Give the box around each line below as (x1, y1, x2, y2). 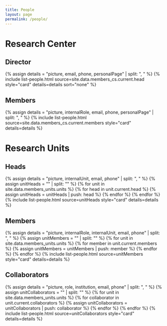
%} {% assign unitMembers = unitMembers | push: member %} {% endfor (5, 246, 158, 252)
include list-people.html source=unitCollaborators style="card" (5, 310, 135, 317)
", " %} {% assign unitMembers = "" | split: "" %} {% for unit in (5, 235, 133, 241)
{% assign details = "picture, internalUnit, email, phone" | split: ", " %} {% (5, 175, 156, 182)
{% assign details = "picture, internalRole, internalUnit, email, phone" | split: (5, 230, 161, 236)
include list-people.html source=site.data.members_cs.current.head (5, 76, 145, 82)
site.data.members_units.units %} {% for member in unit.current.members (5, 240, 157, 246)
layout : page (5, 12, 32, 17)
